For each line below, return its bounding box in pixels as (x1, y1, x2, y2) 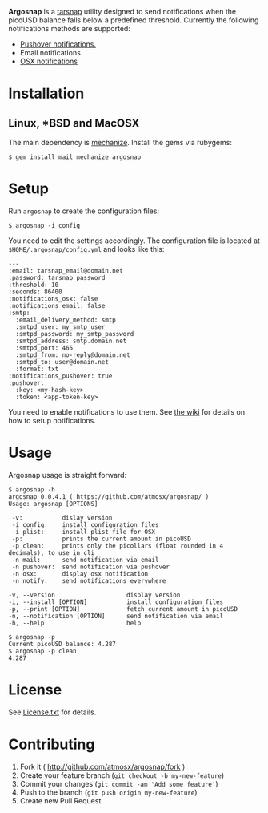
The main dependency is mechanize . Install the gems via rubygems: (8, 138, 232, 147)
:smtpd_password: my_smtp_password (15, 330, 134, 338)
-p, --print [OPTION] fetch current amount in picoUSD (8, 605, 238, 613)
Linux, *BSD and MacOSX (8, 116, 140, 130)
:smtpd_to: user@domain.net (15, 358, 110, 366)
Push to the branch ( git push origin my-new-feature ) (19, 787, 198, 797)
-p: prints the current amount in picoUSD (11, 535, 192, 543)
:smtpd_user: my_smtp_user (15, 322, 106, 331)
